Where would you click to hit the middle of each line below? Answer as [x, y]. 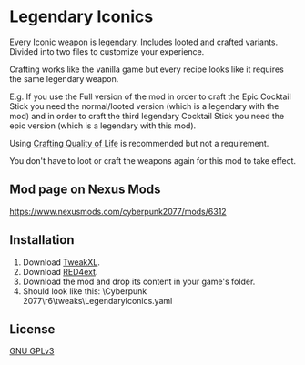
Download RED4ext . [60, 271]
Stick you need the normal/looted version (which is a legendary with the [144, 106]
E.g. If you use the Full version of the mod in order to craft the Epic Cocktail [150, 96]
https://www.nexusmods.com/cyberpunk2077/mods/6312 [118, 211]
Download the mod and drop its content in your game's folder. [139, 281]
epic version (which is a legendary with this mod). [103, 126]
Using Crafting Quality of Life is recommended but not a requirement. [139, 143]
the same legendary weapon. [64, 78]
